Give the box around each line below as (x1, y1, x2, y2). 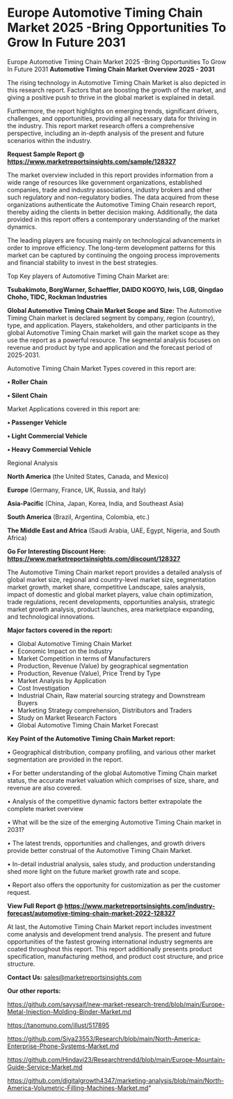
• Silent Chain (7, 391, 47, 399)
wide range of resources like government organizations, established (7, 178, 202, 186)
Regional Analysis (7, 459, 58, 467)
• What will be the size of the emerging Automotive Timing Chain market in (7, 817, 222, 827)
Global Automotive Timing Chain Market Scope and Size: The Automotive (7, 306, 222, 314)
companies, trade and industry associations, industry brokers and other (7, 185, 212, 194)
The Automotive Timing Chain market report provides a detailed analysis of (7, 568, 223, 576)
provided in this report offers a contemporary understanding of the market (7, 215, 220, 224)
